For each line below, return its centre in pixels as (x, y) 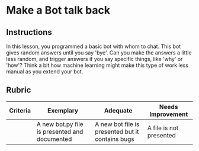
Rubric (19, 90)
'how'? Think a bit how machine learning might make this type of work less (97, 65)
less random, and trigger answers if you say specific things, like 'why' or (94, 59)
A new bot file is (117, 124)
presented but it (117, 131)
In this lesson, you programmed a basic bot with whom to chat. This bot (94, 46)
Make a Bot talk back (58, 10)
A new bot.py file (60, 124)
